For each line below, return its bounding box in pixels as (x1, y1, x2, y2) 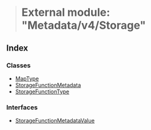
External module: (21, 5, 111, 20)
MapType (15, 74, 39, 82)
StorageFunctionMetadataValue (15, 117, 95, 125)
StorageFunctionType (15, 88, 70, 95)
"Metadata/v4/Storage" (21, 18, 146, 32)
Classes (6, 61, 31, 70)
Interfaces (6, 103, 38, 112)
